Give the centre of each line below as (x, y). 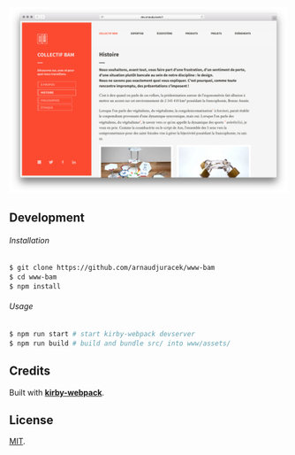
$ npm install (35, 287)
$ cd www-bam (33, 277)
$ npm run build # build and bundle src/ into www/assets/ (120, 343)
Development (47, 218)
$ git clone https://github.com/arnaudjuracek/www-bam (112, 268)
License (31, 420)
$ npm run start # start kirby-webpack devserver (102, 335)
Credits (30, 371)
